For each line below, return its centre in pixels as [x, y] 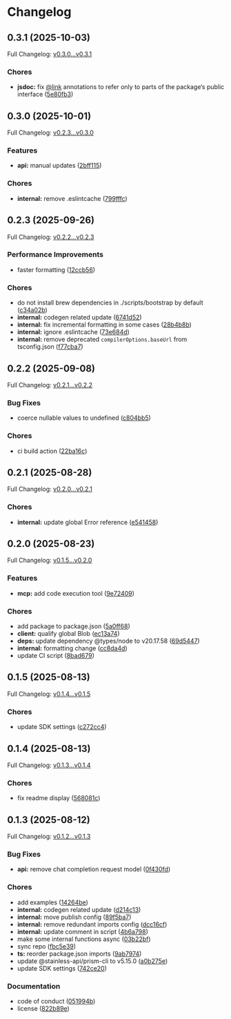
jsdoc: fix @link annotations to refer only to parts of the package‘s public [121, 87]
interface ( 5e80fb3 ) [45, 95]
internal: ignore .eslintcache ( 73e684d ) [73, 332]
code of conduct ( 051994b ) [56, 1001]
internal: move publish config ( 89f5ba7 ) [74, 917]
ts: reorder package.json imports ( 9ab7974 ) [79, 953]
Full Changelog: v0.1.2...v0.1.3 [49, 837]
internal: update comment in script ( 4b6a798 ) [82, 931]
